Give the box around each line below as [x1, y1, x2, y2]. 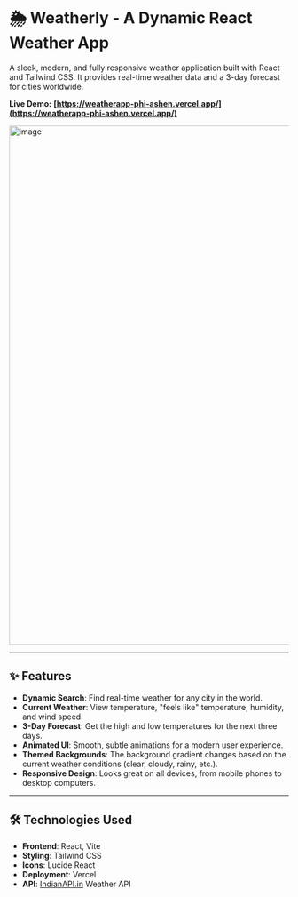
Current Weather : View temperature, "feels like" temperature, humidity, [21, 701, 284, 712]
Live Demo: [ [9, 98, 58, 108]
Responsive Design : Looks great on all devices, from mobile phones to [21, 767, 282, 779]
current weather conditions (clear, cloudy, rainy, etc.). [21, 758, 219, 769]
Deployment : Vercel [21, 869, 97, 879]
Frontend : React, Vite [21, 840, 101, 851]
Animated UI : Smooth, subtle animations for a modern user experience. [21, 740, 284, 750]
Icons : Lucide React [21, 860, 96, 870]
